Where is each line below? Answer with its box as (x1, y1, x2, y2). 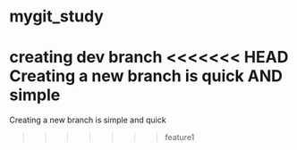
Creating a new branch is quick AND (9, 66, 284, 87)
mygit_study (9, 6, 105, 27)
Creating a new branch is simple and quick (9, 114, 167, 126)
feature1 (165, 132, 195, 143)
